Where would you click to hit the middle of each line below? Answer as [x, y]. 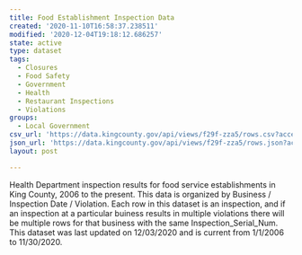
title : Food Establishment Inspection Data [92, 18]
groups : [24, 118]
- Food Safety [44, 76]
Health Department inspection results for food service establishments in [142, 184]
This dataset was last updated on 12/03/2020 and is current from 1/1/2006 [147, 232]
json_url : [28, 143]
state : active [36, 43]
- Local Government [54, 127]
